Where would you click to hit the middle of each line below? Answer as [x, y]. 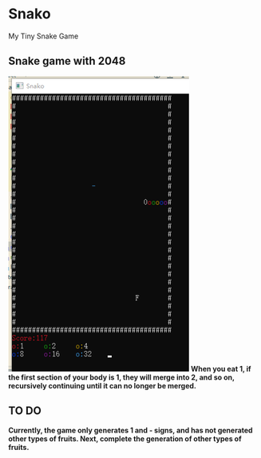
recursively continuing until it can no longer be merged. [103, 385]
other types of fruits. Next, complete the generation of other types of [125, 438]
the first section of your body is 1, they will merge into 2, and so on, [121, 377]
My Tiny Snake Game [43, 36]
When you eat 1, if [221, 368]
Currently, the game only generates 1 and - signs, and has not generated [130, 430]
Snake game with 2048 [67, 61]
